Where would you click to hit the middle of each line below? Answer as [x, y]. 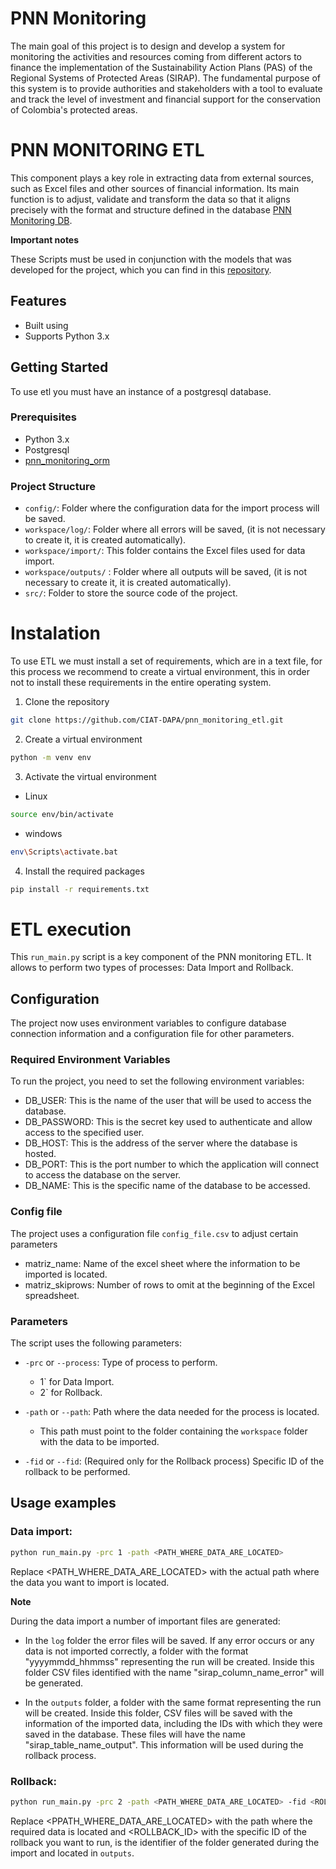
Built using [46, 325]
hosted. [40, 1154]
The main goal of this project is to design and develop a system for [148, 46]
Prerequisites [43, 417]
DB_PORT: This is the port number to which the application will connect [172, 1164]
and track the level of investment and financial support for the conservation [165, 99]
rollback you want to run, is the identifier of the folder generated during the [165, 1842]
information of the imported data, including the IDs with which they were [173, 1723]
